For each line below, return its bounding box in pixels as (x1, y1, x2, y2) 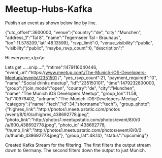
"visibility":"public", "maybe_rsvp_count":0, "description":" (5, 45, 124, 51)
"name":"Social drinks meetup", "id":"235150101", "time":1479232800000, (5, 80, 156, 86)
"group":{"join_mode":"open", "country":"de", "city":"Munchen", (5, 85, 135, 91)
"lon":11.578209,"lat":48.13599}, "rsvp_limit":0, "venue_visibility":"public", (5, 39, 154, 45)
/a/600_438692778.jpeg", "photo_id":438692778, (5, 122, 106, 128)
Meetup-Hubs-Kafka (5, 3, 93, 15)
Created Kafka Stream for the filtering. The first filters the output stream (5, 142, 151, 148)
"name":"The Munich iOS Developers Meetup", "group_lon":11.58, (5, 90, 138, 96)
